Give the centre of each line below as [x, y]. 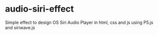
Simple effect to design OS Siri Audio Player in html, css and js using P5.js [79, 22]
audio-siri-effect [39, 9]
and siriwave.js [20, 27]
